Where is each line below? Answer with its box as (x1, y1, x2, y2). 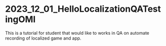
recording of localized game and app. (5, 35, 82, 41)
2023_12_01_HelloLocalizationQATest (5, 3, 162, 15)
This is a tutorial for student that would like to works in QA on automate (5, 30, 150, 36)
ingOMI (5, 14, 36, 25)
